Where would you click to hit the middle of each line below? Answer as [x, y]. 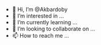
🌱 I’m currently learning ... [45, 22]
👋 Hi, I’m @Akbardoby [40, 9]
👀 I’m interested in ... [38, 16]
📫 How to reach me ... [40, 36]
